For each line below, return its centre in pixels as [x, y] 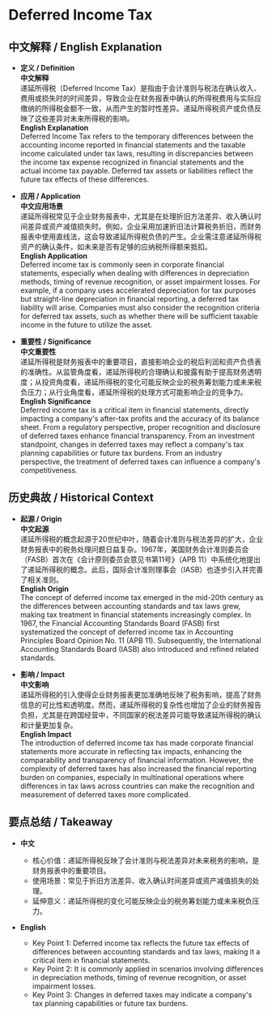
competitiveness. [49, 470]
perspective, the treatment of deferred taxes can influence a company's [140, 461]
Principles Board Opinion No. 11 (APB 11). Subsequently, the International [140, 640]
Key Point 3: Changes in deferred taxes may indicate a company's [142, 994]
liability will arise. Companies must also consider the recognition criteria [140, 307]
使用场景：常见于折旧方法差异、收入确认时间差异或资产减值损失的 [142, 881]
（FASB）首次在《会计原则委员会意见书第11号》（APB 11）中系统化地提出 [140, 559]
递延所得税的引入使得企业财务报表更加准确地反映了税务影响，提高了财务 [140, 694]
